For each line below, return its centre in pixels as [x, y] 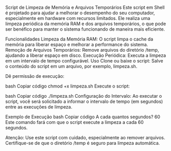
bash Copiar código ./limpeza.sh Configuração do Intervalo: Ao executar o [84, 96]
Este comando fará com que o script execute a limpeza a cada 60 [74, 122]
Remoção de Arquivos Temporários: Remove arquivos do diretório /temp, [82, 50]
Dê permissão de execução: [35, 76]
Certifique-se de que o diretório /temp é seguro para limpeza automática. [83, 143]
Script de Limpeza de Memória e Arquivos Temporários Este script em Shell [85, 7]
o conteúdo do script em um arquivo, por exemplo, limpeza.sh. [71, 66]
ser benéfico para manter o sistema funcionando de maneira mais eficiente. [85, 29]
